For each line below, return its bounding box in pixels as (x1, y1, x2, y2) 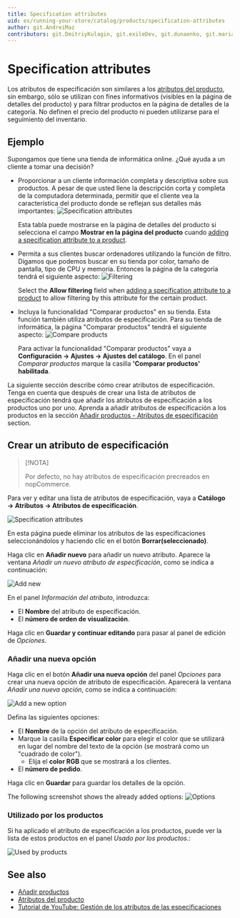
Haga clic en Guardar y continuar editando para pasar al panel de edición (7, 628, 226, 637)
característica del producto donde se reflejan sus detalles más (17, 199, 202, 207)
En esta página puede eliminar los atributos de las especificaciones (7, 529, 206, 537)
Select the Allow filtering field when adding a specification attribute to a (17, 286, 231, 294)
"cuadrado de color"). (17, 749, 82, 758)
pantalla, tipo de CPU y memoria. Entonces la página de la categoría (17, 265, 219, 273)
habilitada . (17, 367, 51, 375)
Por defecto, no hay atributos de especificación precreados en (24, 472, 209, 481)
